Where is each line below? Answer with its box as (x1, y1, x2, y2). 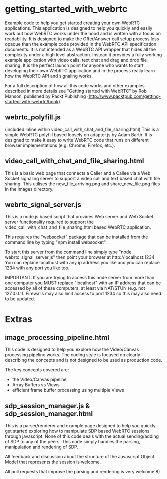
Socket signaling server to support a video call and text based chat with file (5, 175, 160, 181)
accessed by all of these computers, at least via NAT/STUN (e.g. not (5, 285, 146, 291)
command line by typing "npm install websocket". (5, 239, 107, 245)
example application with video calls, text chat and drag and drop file (5, 57, 147, 63)
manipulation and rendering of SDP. (5, 444, 79, 450)
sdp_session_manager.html (5, 409, 93, 418)
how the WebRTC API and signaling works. (5, 73, 93, 79)
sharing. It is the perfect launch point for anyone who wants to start (5, 62, 144, 68)
